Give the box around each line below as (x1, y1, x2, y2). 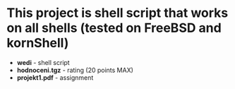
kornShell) (6, 35, 69, 51)
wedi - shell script (16, 58, 70, 66)
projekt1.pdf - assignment (16, 73, 94, 82)
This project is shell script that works (6, 5, 229, 21)
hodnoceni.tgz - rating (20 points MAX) (16, 66, 133, 74)
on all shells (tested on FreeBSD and (6, 20, 222, 36)
